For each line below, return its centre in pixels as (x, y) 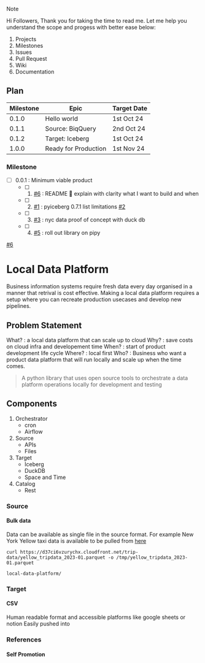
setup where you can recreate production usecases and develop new (94, 299)
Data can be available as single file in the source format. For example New (100, 534)
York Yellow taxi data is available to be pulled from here (76, 541)
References (24, 639)
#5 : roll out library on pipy (67, 233)
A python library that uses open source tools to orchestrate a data (105, 378)
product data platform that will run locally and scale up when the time (94, 359)
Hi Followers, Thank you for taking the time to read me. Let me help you (97, 21)
